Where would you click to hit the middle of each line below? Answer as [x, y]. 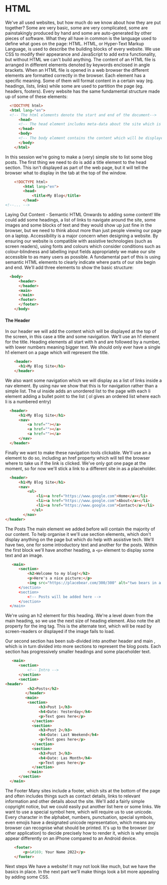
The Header [18, 320]
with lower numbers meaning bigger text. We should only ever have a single [83, 347]
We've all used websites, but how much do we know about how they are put [83, 22]
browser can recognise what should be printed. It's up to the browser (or [80, 828]
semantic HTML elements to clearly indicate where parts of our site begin [80, 262]
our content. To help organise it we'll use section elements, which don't [78, 534]
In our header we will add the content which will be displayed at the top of [81, 331]
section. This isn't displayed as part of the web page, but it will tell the [77, 167]
